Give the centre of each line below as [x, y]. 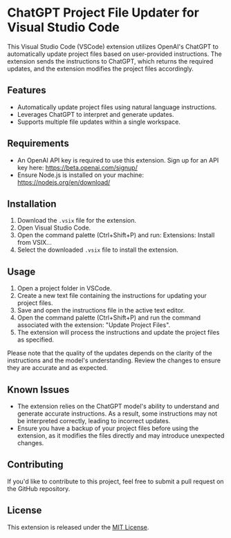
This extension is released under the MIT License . [78, 527]
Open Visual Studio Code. [54, 228]
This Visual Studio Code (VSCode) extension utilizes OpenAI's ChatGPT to [113, 46]
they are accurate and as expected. [58, 368]
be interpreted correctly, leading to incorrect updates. [94, 421]
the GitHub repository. [39, 488]
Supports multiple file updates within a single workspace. [99, 122]
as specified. [35, 340]
